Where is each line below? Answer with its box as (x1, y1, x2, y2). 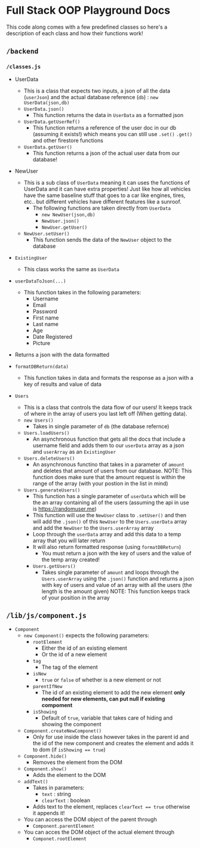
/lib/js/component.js (6, 612, 87, 620)
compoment (41, 702, 73, 709)
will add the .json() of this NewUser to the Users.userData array (32, 518, 187, 525)
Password (32, 308, 58, 315)
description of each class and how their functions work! (6, 29, 143, 36)
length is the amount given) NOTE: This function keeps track (41, 588, 190, 595)
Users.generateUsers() (23, 487, 81, 493)
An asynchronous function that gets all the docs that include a (32, 435, 186, 443)
